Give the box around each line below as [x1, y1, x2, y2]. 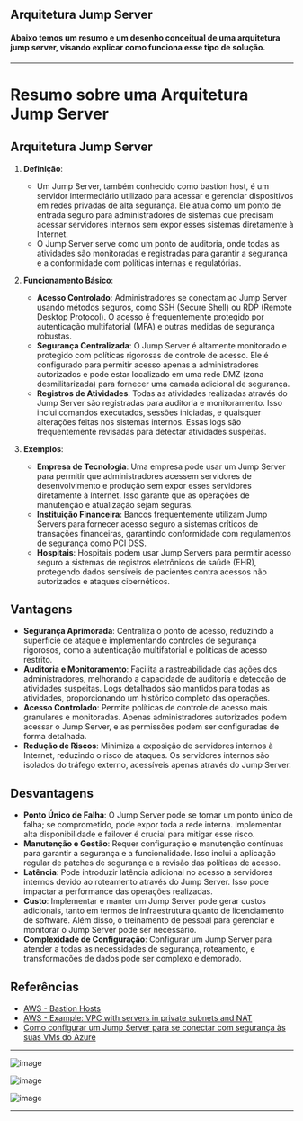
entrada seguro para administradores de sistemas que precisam [36, 209, 274, 220]
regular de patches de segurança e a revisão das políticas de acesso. [22, 857, 281, 868]
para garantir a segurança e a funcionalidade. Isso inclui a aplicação [22, 848, 277, 859]
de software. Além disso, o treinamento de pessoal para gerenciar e [22, 915, 275, 926]
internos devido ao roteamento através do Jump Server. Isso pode [22, 877, 269, 888]
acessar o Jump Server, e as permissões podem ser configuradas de [22, 721, 280, 732]
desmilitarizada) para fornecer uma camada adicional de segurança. [36, 378, 290, 389]
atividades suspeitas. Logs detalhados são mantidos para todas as [22, 683, 271, 694]
